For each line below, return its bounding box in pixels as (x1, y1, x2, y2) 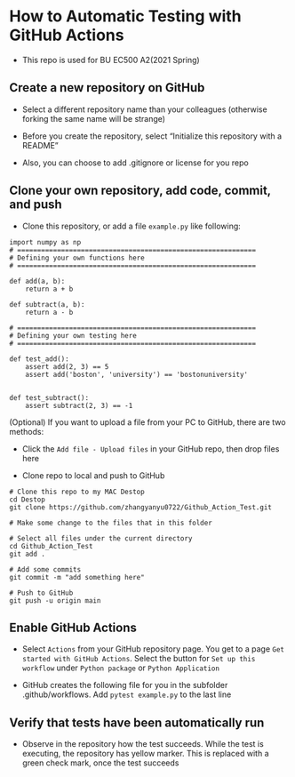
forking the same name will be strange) (21, 113, 166, 124)
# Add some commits (9, 565, 82, 574)
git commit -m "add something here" (9, 573, 145, 581)
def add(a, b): (9, 276, 66, 285)
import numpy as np (9, 237, 82, 246)
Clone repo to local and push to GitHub (21, 469, 165, 481)
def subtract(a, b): (9, 300, 86, 308)
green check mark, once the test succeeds (21, 757, 179, 768)
